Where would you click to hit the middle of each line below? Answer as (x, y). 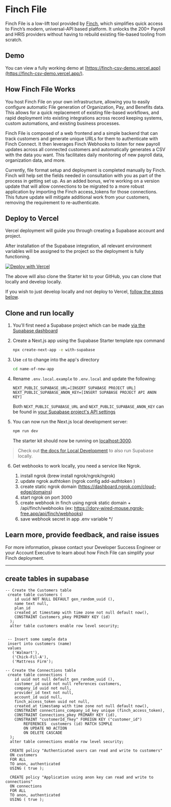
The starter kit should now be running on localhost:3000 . (72, 441)
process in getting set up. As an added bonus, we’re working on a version (82, 181)
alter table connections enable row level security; (67, 742)
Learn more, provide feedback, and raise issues (82, 535)
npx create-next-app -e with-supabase (54, 350)
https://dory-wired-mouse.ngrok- (109, 508)
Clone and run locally (40, 313)
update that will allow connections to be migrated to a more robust (75, 186)
